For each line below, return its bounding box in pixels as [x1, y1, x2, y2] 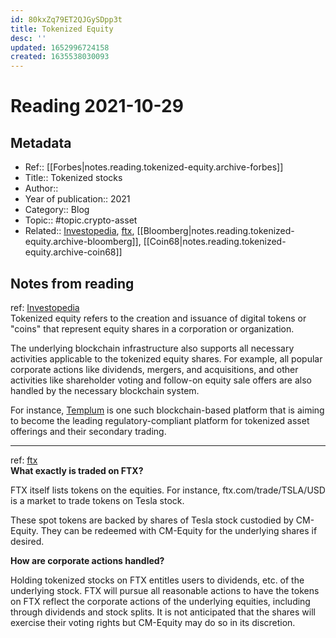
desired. [10, 535, 45, 547]
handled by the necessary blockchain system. [10, 384, 200, 396]
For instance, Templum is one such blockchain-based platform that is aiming [10, 404, 325, 416]
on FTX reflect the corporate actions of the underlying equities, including [10, 595, 311, 607]
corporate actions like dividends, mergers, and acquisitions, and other [10, 363, 299, 375]
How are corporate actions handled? [10, 554, 165, 566]
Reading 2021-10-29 [10, 95, 184, 118]
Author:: [24, 182, 59, 195]
